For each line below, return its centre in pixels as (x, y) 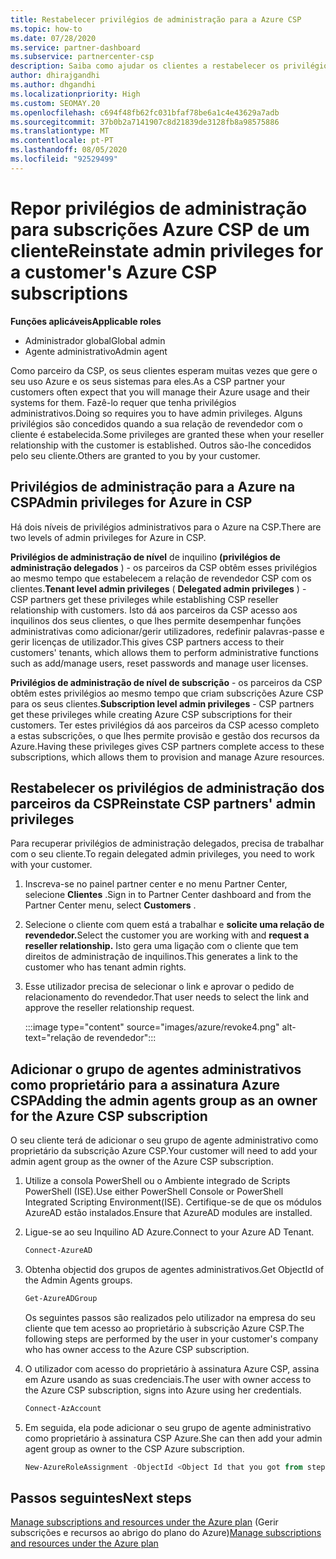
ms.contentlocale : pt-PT (62, 141)
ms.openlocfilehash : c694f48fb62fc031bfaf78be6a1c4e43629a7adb (145, 112)
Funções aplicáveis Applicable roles (86, 321)
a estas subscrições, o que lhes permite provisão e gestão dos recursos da (165, 735)
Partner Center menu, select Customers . (110, 905)
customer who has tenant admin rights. (105, 967)
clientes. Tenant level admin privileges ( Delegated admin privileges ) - (158, 588)
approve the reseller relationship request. (109, 1008)
